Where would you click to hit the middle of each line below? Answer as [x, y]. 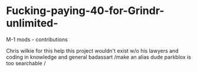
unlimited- [32, 23]
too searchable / [26, 63]
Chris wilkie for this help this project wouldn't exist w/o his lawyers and [92, 50]
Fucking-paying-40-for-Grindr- [85, 11]
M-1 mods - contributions [37, 39]
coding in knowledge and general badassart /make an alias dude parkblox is [99, 57]
